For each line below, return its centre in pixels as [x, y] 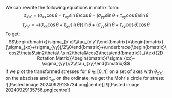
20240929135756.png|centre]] [38, 90]
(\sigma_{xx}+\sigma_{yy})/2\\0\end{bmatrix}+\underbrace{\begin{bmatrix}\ [86, 47]
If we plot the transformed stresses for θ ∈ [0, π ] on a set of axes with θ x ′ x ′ [84, 72]
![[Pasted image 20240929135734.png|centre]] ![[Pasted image [72, 85]
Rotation [46, 58]
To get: [13, 34]
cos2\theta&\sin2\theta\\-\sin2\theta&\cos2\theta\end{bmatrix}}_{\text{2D [86, 53]
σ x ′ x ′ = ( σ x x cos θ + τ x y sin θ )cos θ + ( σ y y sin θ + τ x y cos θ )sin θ [86, 16]
